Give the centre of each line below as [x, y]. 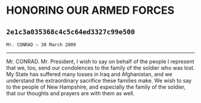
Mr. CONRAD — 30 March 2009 [41, 45]
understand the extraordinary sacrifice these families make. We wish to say [99, 81]
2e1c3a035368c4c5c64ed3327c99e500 [71, 32]
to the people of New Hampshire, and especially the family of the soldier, [96, 87]
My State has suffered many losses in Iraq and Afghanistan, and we [89, 74]
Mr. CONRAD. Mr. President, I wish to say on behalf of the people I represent [100, 61]
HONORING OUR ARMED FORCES [90, 10]
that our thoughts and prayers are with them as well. [71, 93]
